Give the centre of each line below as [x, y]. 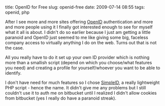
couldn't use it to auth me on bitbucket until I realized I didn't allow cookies [81, 93]
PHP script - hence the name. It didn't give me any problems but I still [76, 88]
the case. [15, 48]
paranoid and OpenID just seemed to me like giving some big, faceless [77, 37]
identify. [13, 73]
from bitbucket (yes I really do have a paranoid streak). [61, 98]
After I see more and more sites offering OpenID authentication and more [79, 22]
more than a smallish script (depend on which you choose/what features [79, 63]
